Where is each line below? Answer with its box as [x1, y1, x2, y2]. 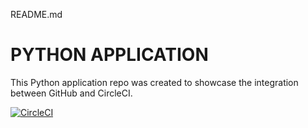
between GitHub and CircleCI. [10, 87, 133, 99]
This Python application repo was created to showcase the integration [10, 76, 299, 88]
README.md [10, 9, 63, 20]
